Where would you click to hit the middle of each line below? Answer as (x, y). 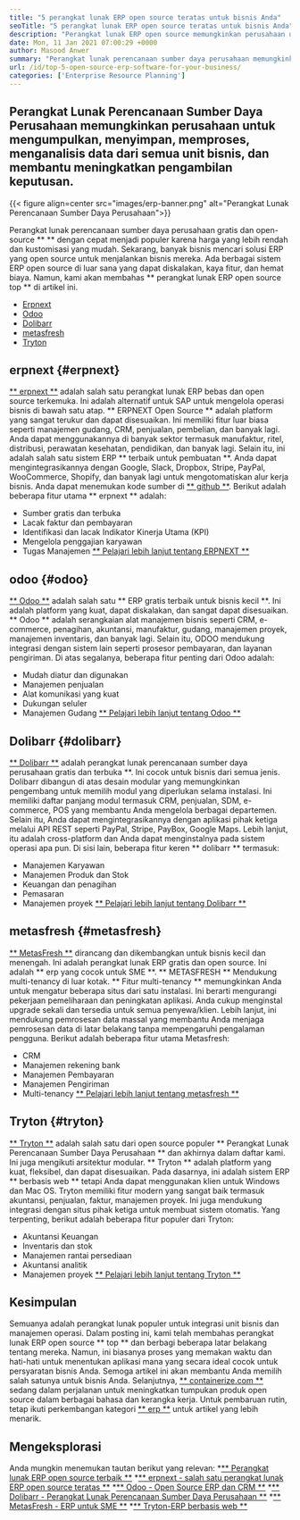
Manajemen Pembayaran (68, 1074)
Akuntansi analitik (54, 1265)
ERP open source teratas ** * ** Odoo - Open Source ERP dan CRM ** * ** (144, 1487)
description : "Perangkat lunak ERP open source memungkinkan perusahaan (147, 34)
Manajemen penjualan (63, 685)
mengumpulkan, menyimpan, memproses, (129, 140)
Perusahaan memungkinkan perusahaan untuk (142, 126)
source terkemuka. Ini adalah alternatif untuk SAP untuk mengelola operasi (146, 401)
